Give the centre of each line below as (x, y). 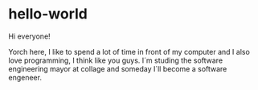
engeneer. (25, 77)
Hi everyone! (29, 36)
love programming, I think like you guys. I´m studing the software (116, 60)
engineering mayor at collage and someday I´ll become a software (118, 68)
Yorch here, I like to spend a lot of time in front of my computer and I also (129, 51)
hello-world (48, 14)
